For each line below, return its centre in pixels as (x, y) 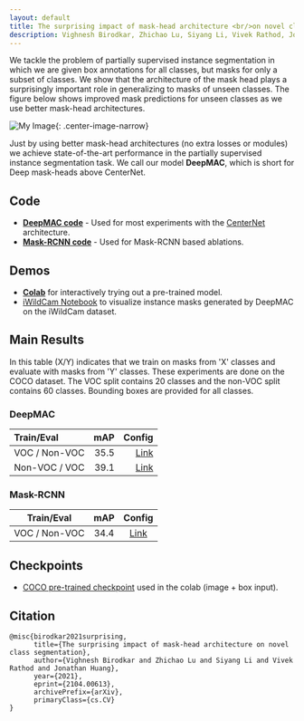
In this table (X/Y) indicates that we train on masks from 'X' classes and (142, 361)
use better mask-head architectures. (77, 109)
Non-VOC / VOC (49, 467)
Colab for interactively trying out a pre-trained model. (123, 292)
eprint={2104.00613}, (74, 685)
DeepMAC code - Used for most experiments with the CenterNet (143, 223)
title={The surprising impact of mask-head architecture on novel (161, 645)
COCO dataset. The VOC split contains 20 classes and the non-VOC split (145, 380)
